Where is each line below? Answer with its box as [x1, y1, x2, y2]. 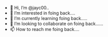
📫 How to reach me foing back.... [9, 26, 80, 32]
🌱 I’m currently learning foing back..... [9, 15, 87, 21]
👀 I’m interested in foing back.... [9, 10, 75, 16]
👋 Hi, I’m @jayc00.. [9, 5, 49, 10]
